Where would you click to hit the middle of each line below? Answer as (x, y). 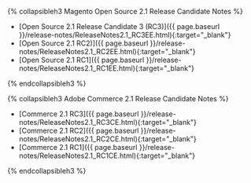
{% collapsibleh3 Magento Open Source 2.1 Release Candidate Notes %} (125, 11)
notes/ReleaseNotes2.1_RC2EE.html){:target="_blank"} (107, 51)
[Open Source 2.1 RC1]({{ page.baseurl (81, 60)
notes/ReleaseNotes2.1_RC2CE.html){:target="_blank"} (108, 139)
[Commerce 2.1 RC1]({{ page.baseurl (78, 147)
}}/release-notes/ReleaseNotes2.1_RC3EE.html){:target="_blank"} (125, 35)
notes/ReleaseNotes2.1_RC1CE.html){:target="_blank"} (107, 156)
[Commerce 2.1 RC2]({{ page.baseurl (79, 130)
